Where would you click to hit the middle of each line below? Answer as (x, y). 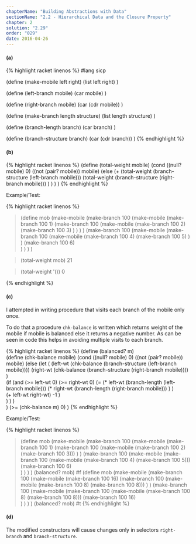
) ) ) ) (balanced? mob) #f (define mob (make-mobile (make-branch (101, 472)
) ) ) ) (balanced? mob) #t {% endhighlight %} (75, 503)
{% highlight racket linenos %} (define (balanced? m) (70, 351)
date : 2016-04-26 (27, 39)
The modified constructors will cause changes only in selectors (82, 530)
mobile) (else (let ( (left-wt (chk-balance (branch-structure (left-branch (91, 363)
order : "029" (22, 33)
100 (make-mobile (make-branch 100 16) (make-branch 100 (92, 478)
